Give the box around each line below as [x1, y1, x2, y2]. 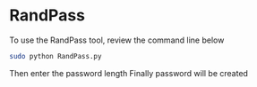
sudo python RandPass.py [9, 51, 102, 60]
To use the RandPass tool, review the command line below [9, 35, 225, 45]
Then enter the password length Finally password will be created [9, 67, 249, 78]
